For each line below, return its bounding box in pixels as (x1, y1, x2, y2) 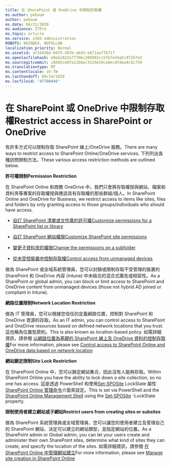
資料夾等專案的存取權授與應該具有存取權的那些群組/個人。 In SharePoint (5, 190, 155, 196)
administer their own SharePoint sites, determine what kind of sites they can (5, 437, 165, 443)
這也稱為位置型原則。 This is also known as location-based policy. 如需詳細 (5, 329, 162, 335)
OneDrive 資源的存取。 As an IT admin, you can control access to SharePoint (5, 317, 165, 323)
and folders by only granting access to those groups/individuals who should (5, 201, 164, 207)
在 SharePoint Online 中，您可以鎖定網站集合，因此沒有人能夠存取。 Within (5, 368, 161, 375)
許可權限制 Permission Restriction (5, 173, 77, 179)
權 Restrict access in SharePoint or (5, 115, 153, 127)
